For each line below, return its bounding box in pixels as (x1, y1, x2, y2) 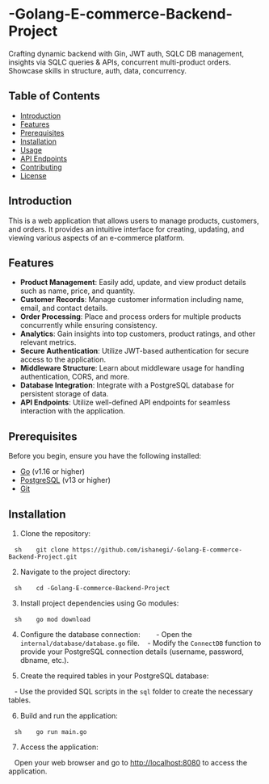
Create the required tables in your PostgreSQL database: (19, 671, 209, 681)
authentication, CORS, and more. (19, 372, 130, 382)
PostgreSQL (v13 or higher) (19, 476, 111, 485)
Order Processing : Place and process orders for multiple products (19, 312, 242, 321)
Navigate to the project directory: (19, 567, 131, 576)
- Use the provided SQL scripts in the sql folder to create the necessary (14, 687, 253, 696)
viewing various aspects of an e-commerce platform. (8, 233, 185, 242)
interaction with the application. (19, 406, 125, 416)
